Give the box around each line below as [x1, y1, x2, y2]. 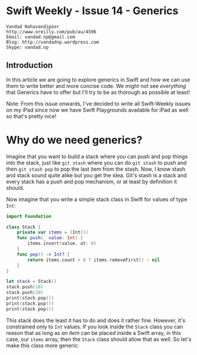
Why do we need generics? [6, 133, 143, 146]
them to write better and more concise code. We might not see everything [6, 82, 186, 89]
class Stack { [6, 224, 41, 230]
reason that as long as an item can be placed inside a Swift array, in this [6, 329, 182, 336]
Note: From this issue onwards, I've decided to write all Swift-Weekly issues [6, 100, 191, 107]
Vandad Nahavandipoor [6, 24, 60, 30]
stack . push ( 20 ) [6, 289, 44, 296]
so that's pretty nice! [6, 112, 57, 119]
